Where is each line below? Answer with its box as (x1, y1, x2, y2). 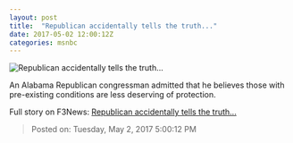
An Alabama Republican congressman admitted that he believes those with (9, 80, 285, 90)
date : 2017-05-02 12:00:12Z (9, 29, 114, 38)
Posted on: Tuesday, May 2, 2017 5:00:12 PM (30, 124, 197, 135)
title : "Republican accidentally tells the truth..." (9, 21, 218, 30)
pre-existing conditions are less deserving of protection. (9, 89, 216, 100)
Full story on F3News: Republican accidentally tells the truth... (9, 106, 237, 117)
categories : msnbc (9, 38, 78, 47)
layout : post (9, 13, 58, 22)
